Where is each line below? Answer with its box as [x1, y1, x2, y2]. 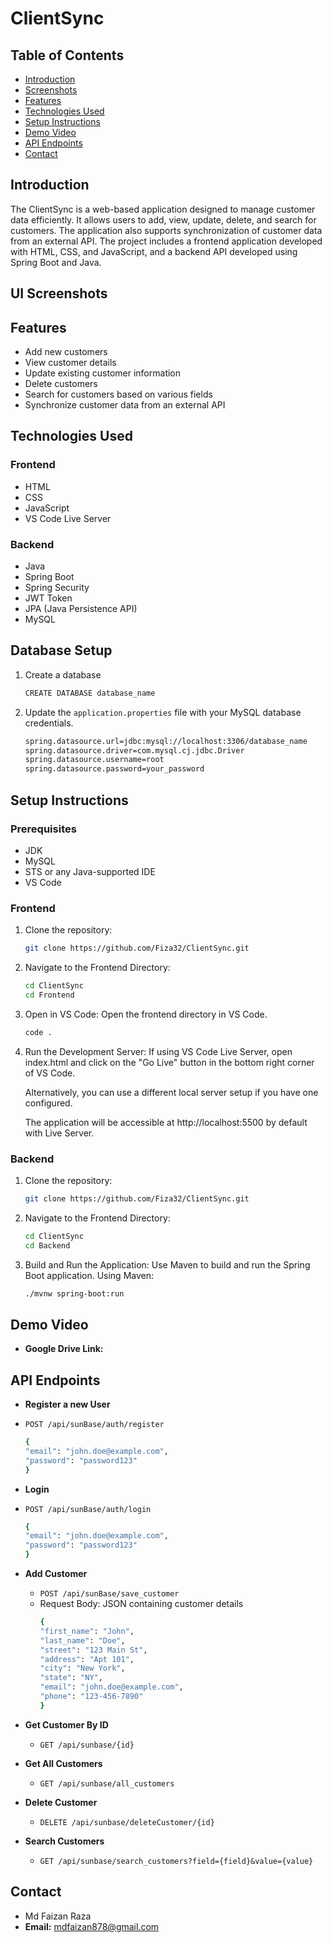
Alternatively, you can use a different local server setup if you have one [24, 1086, 319, 1098]
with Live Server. [24, 1127, 95, 1139]
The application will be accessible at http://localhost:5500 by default [24, 1116, 308, 1128]
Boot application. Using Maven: [24, 1269, 155, 1281]
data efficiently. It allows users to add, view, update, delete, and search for [10, 213, 317, 226]
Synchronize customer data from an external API [24, 399, 226, 411]
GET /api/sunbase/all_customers [39, 1778, 175, 1789]
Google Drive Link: [24, 1343, 104, 1355]
